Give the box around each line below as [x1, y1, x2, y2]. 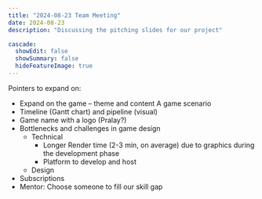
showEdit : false [15, 48, 68, 56]
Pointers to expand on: [8, 83, 82, 92]
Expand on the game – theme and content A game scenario [19, 99, 212, 108]
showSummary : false [15, 55, 79, 63]
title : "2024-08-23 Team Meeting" [8, 11, 122, 20]
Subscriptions [19, 173, 65, 183]
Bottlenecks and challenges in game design [19, 123, 161, 133]
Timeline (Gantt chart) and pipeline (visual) [19, 107, 158, 116]
